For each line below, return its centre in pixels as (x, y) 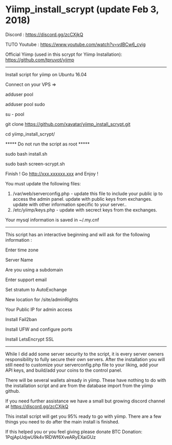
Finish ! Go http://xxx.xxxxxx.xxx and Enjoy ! (52, 174)
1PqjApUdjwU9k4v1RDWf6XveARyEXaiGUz (51, 437)
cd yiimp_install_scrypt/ (30, 134)
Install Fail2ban (21, 319)
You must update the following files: (43, 183)
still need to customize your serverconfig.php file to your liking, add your (82, 365)
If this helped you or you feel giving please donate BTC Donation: (74, 432)
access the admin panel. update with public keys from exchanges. (82, 199)
